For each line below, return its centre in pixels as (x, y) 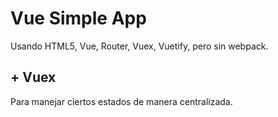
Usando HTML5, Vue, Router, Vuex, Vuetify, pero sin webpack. (139, 46)
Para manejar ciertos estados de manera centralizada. (121, 101)
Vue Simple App (78, 18)
